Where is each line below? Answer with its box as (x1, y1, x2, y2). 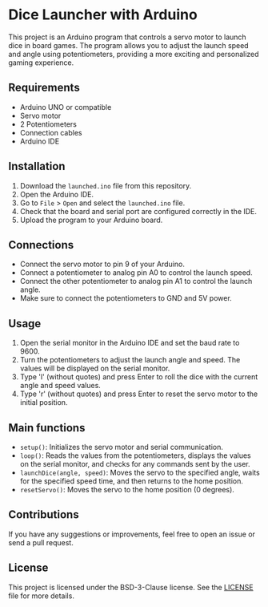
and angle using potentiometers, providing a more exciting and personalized (8, 49, 259, 59)
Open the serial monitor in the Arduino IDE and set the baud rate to (19, 338, 240, 348)
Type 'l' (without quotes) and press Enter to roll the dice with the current (19, 372, 258, 382)
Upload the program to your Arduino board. (19, 215, 163, 225)
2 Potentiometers (19, 119, 78, 129)
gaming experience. (8, 58, 74, 67)
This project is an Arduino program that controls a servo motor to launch (8, 32, 246, 42)
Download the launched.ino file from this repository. (19, 180, 192, 190)
